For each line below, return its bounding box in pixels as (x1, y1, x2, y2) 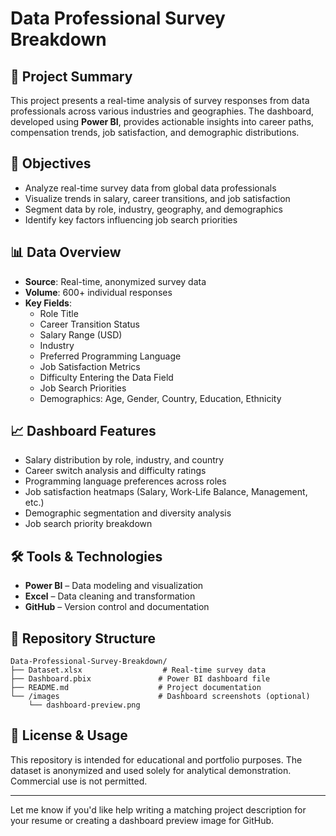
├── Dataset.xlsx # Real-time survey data (10, 665, 267, 676)
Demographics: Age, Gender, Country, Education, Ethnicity (39, 392, 282, 404)
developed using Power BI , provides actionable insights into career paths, (10, 116, 315, 127)
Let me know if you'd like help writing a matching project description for (10, 803, 307, 816)
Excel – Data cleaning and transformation (24, 590, 196, 602)
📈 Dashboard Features (10, 423, 157, 440)
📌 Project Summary (10, 68, 133, 85)
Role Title (39, 307, 79, 319)
